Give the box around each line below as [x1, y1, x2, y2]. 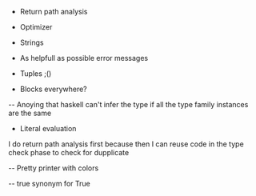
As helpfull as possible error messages [19, 54, 149, 62]
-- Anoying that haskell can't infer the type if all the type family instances [8, 100, 249, 109]
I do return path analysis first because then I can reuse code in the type [8, 139, 244, 149]
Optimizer [19, 22, 53, 31]
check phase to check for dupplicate [8, 148, 130, 157]
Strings [19, 38, 44, 47]
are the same [8, 108, 52, 118]
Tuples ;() [19, 69, 52, 78]
